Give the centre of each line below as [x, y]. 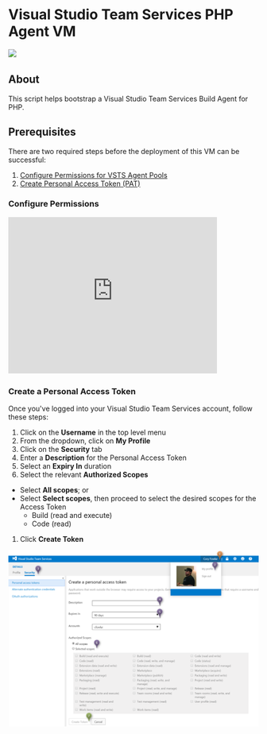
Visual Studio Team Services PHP [121, 15]
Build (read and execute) [72, 516]
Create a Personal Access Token [72, 391]
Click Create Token [52, 539]
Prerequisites [42, 132]
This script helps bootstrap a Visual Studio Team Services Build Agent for [128, 99]
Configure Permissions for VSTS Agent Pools [94, 175]
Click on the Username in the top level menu [93, 433]
